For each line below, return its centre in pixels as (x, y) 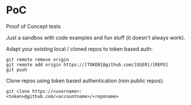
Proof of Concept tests (34, 26)
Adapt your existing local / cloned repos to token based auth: (79, 49)
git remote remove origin (37, 60)
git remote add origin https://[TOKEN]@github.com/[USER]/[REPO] (87, 65)
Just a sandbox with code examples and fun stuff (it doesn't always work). (96, 37)
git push (17, 70)
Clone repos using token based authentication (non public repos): (85, 80)
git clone (18, 91)
